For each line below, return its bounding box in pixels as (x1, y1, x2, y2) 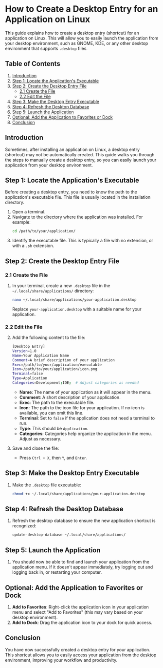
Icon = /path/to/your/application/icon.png (12, 367, 98, 372)
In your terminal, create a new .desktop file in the (12, 282, 110, 289)
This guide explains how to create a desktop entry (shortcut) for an (5, 30, 140, 36)
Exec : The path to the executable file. (19, 399, 95, 405)
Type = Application (12, 376, 48, 381)
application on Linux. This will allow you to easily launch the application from (5, 35, 159, 41)
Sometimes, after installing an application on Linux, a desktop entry (5, 146, 140, 152)
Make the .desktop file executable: (12, 482, 82, 488)
